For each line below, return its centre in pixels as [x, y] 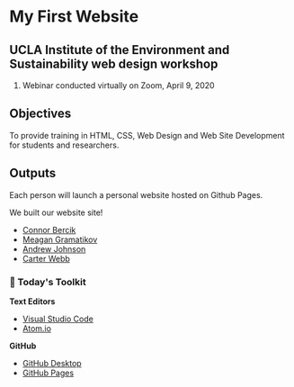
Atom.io [37, 328]
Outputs [33, 173]
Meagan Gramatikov [60, 239]
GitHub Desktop [52, 363]
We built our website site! [56, 212]
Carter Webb [46, 258]
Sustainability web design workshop [114, 63]
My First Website [74, 17]
